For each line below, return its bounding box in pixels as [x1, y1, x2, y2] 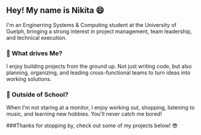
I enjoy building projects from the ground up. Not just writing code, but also [6, 63, 192, 70]
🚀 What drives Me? [6, 49, 63, 57]
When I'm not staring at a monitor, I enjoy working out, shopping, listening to [6, 104, 195, 111]
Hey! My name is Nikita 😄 [6, 5, 104, 16]
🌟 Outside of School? [6, 91, 69, 99]
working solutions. [6, 76, 52, 83]
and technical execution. [6, 34, 67, 41]
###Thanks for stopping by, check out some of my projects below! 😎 [6, 122, 178, 129]
